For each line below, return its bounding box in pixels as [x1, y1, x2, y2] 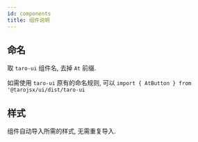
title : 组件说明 [7, 17, 50, 24]
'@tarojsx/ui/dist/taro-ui [7, 86, 85, 94]
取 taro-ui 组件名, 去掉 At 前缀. [7, 64, 97, 72]
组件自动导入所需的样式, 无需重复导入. [7, 127, 117, 136]
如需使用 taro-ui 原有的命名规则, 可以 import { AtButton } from [7, 79, 192, 87]
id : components [7, 10, 51, 17]
